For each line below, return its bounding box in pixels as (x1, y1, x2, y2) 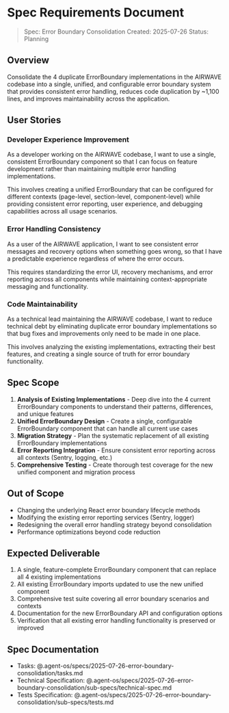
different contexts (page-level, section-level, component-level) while (7, 193, 200, 201)
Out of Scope (7, 488, 64, 500)
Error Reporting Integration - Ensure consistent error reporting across (16, 446, 216, 454)
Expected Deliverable (7, 547, 100, 559)
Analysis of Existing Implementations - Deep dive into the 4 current (16, 395, 211, 403)
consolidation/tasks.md (16, 669, 83, 677)
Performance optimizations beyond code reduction (16, 528, 161, 536)
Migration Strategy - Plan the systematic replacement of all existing (16, 431, 209, 439)
